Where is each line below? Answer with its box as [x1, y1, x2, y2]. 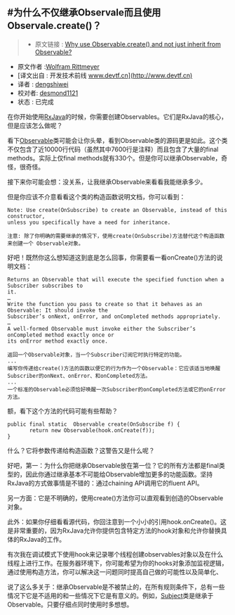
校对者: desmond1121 [17, 89, 79, 97]
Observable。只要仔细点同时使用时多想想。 [7, 600, 133, 609]
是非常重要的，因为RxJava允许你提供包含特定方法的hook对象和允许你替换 [7, 526, 221, 535]
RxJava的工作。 [19, 535, 65, 543]
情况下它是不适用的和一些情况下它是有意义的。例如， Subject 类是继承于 [7, 591, 214, 600]
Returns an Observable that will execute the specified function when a [7, 276, 224, 283]
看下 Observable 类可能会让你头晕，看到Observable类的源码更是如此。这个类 [7, 136, 228, 144]
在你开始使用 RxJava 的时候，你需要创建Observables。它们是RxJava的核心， [7, 112, 228, 121]
